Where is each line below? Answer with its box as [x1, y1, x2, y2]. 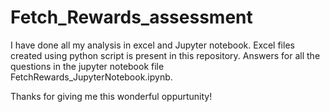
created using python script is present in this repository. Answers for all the [10, 49, 321, 61]
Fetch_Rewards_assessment [10, 6, 253, 29]
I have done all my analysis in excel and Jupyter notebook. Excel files [10, 39, 295, 51]
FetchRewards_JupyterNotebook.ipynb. [10, 71, 173, 83]
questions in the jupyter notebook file [10, 60, 165, 72]
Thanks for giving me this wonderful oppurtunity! [10, 90, 213, 102]
